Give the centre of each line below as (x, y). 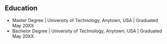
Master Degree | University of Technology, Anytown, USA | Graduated (85, 20)
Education (21, 8)
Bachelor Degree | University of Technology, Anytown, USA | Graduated (87, 31)
